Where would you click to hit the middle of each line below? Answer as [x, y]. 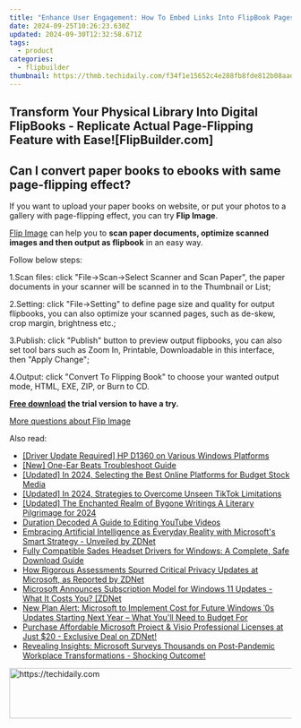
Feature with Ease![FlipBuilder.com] [112, 140]
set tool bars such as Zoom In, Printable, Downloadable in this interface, [142, 349]
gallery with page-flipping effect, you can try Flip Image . [113, 215]
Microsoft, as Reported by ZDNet [83, 579]
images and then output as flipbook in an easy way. [106, 242]
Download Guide [53, 560]
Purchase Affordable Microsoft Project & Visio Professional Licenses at [153, 627]
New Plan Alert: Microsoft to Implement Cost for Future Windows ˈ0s [148, 608]
